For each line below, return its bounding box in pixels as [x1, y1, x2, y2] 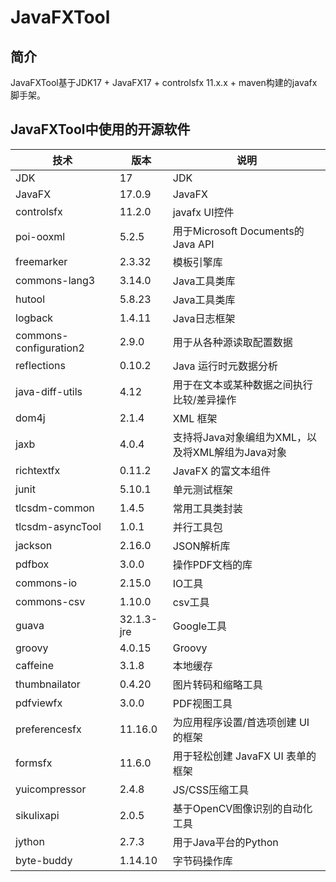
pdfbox [15, 557, 50, 571]
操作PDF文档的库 [172, 557, 253, 571]
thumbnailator [15, 677, 81, 691]
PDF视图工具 [172, 696, 233, 710]
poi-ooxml [15, 229, 66, 243]
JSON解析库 [172, 539, 231, 553]
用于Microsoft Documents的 [172, 224, 305, 238]
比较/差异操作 [172, 392, 237, 406]
